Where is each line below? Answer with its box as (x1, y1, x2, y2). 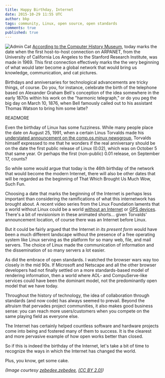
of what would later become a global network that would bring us (5, 64, 137, 70)
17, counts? (5, 156, 27, 161)
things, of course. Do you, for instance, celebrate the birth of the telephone (5, 85, 157, 90)
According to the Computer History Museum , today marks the (32, 44, 157, 49)
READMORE (5, 115, 29, 121)
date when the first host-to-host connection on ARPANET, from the (5, 49, 141, 55)
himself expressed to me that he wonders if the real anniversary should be (5, 140, 156, 146)
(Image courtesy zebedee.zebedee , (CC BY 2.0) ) (5, 367, 104, 373)
